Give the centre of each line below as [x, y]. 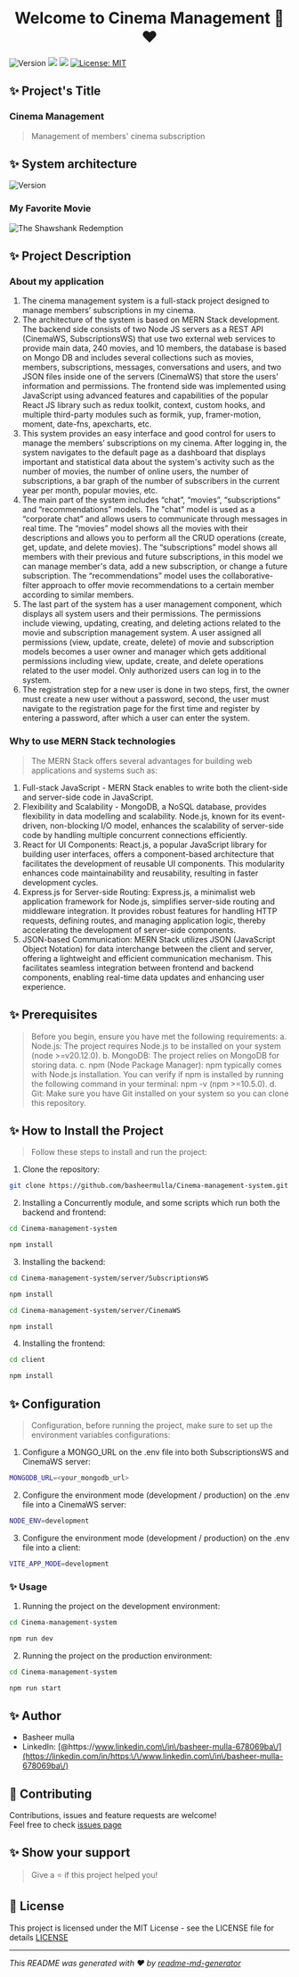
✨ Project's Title [55, 91]
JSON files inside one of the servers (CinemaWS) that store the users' [150, 377]
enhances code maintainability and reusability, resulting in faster [140, 873]
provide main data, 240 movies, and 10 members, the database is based [154, 348]
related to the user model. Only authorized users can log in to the [141, 671]
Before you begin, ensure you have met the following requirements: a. [159, 1036]
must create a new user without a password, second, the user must [145, 699]
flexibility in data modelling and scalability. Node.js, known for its [141, 816]
